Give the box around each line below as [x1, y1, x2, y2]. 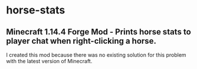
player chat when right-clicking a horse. [6, 36, 156, 46]
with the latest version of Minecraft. [6, 58, 93, 64]
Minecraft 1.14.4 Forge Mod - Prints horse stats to [6, 27, 192, 37]
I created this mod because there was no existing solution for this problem [6, 51, 187, 58]
